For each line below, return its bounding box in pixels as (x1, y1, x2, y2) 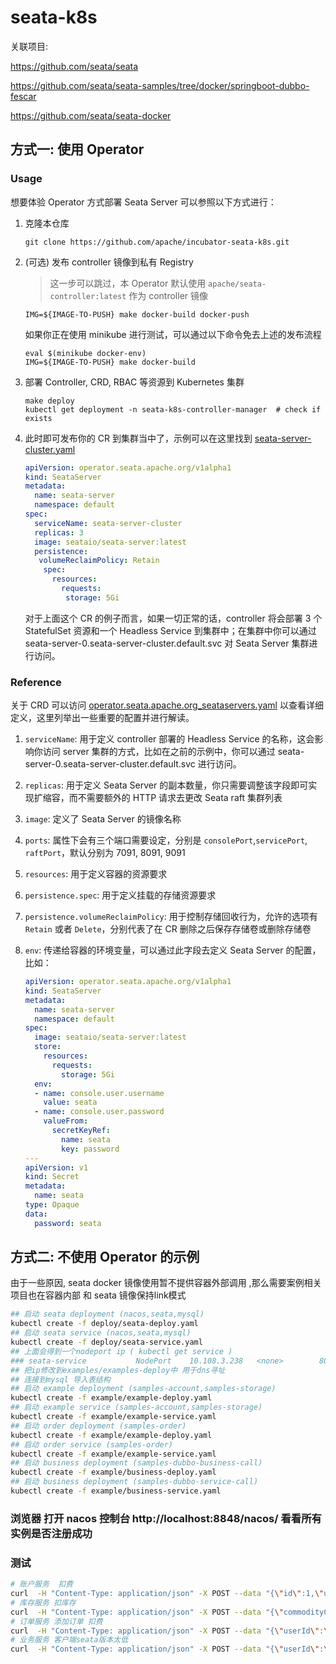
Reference (10, 675, 62, 689)
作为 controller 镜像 (128, 289, 208, 301)
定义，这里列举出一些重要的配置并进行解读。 (10, 712, 195, 724)
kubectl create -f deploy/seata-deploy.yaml (10, 1319, 199, 1329)
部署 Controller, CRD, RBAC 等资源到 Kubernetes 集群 (24, 376, 245, 388)
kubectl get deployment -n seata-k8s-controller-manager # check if (24, 404, 322, 415)
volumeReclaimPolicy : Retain (38, 556, 160, 566)
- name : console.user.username (34, 1088, 165, 1098)
